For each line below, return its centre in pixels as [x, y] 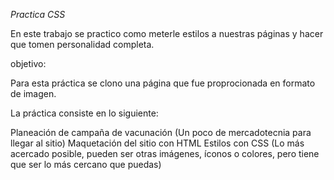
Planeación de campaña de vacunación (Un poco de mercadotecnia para [161, 132]
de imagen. [33, 93]
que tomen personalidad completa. [82, 44]
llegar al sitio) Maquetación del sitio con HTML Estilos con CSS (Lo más [157, 143]
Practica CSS [38, 14]
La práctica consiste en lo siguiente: [84, 113]
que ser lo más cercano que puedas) [86, 164]
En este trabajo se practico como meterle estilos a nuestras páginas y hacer [167, 33]
